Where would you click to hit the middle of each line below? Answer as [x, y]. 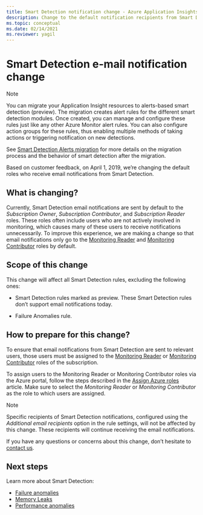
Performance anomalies [45, 506]
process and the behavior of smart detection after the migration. [86, 156]
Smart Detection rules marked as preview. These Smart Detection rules [103, 297]
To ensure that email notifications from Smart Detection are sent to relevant [100, 349]
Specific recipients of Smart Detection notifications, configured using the [97, 416]
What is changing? [42, 193]
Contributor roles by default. [41, 246]
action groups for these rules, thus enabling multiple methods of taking [95, 131]
